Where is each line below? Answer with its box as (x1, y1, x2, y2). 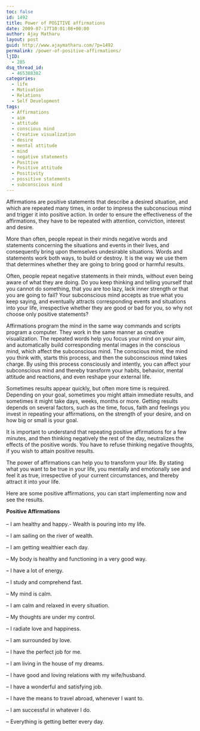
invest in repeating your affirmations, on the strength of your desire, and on (6, 410, 191, 417)
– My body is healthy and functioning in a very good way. (6, 555, 147, 562)
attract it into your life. (6, 478, 61, 485)
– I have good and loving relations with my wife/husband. (6, 671, 146, 678)
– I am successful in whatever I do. (6, 706, 91, 714)
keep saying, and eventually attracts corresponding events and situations (6, 297, 186, 305)
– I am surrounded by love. (6, 636, 72, 643)
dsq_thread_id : (6, 64, 44, 71)
